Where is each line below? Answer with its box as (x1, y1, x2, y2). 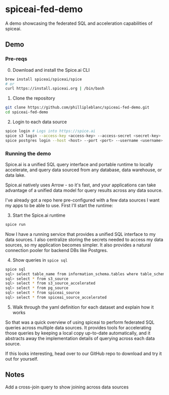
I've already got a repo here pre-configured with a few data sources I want (5, 197, 160, 203)
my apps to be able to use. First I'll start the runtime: (5, 202, 113, 208)
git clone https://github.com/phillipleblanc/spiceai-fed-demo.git (5, 105, 150, 110)
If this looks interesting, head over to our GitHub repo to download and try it (5, 350, 162, 357)
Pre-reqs (5, 56, 28, 63)
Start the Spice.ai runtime (12, 212, 65, 218)
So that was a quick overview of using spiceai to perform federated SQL (5, 319, 155, 325)
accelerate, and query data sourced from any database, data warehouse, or (5, 167, 162, 173)
